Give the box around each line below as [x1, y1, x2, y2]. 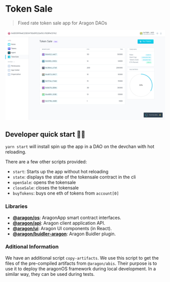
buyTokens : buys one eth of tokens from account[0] [12, 190, 119, 196]
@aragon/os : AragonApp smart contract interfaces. [12, 214, 122, 221]
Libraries [5, 203, 28, 210]
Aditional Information [5, 243, 59, 250]
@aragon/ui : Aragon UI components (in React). [12, 225, 112, 231]
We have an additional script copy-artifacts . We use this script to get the [5, 255, 159, 261]
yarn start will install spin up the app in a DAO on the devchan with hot [5, 143, 155, 150]
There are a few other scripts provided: [5, 159, 87, 165]
